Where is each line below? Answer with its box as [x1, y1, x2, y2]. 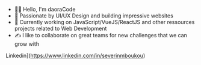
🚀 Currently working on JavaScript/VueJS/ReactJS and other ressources [14, 19, 195, 25]
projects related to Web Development [14, 25, 107, 32]
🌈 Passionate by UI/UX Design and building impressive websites [14, 12, 174, 19]
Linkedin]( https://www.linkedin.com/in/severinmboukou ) [5, 52, 146, 59]
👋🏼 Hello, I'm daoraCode [14, 6, 76, 13]
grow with [14, 40, 40, 48]
